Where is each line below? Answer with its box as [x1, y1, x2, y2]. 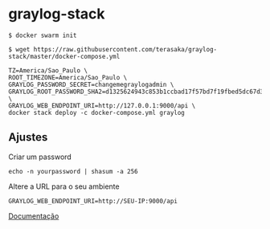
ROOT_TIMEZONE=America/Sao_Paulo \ [8, 73, 128, 81]
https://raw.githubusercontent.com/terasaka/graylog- [33, 45, 218, 53]
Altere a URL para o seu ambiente [8, 182, 120, 191]
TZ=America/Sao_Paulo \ [8, 66, 88, 75]
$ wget [8, 45, 31, 53]
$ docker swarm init [8, 31, 78, 39]
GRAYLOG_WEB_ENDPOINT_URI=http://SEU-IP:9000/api [8, 197, 178, 205]
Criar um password [8, 152, 72, 162]
